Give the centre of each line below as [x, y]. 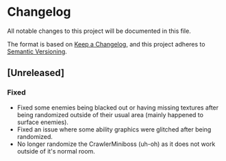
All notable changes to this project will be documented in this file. [99, 31]
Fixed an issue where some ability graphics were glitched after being [114, 129]
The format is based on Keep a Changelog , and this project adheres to [106, 44]
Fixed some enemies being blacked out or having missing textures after [118, 108]
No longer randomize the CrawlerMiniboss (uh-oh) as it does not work [116, 144]
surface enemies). [42, 122]
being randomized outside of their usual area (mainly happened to [110, 114]
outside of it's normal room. [56, 151]
